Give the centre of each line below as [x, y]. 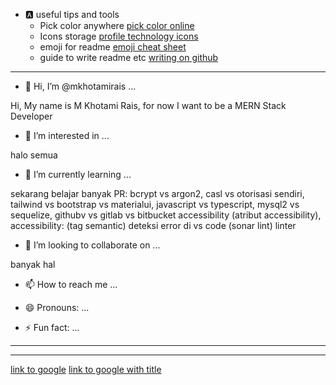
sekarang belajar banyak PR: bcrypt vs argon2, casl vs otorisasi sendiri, [157, 193]
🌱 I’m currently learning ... [78, 174]
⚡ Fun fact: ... [52, 327]
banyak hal [33, 264]
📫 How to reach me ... [71, 284]
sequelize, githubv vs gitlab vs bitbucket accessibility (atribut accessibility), [166, 215]
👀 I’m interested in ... [67, 135]
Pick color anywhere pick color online [117, 25]
